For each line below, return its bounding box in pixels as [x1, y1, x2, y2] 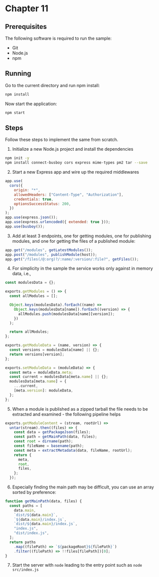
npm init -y [5, 156, 29, 161]
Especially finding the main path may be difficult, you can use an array [12, 484, 154, 490]
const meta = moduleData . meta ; [9, 370, 73, 375]
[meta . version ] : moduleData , [14, 388, 73, 393]
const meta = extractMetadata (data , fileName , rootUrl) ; [14, 448, 133, 453]
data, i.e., [12, 271, 31, 277]
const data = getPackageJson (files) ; [14, 430, 91, 435]
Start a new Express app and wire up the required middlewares [12, 169, 139, 175]
